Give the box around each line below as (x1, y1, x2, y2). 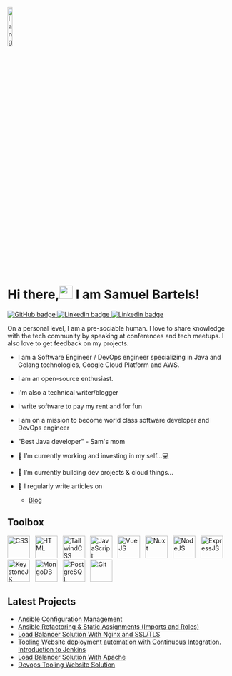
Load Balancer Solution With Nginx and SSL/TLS (17, 630, 161, 638)
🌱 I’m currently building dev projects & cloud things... (17, 468, 173, 476)
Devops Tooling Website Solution (17, 660, 116, 669)
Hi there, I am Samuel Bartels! (7, 286, 200, 303)
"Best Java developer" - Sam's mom (17, 437, 126, 445)
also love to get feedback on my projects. (7, 339, 129, 348)
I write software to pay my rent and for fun (17, 402, 143, 410)
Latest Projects (7, 596, 76, 608)
